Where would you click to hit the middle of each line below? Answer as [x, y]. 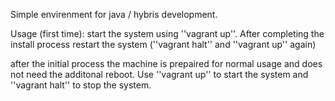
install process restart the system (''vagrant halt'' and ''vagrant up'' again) [163, 44]
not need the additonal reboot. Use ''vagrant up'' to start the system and [159, 74]
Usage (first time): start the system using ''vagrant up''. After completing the [167, 33]
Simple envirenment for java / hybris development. [114, 14]
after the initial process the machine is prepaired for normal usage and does [166, 63]
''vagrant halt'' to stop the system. [81, 85]
